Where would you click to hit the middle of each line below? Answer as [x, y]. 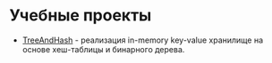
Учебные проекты [81, 16]
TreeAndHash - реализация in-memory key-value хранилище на [143, 40]
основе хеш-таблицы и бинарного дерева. [103, 49]
